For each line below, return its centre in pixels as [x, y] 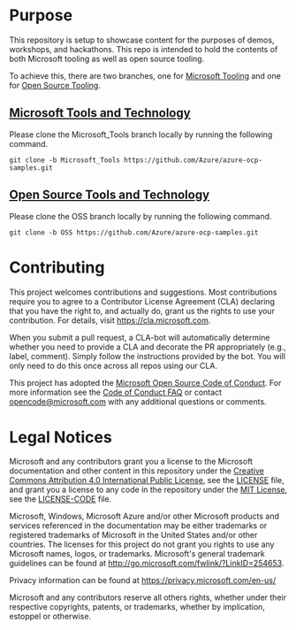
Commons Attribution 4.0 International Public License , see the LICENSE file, [147, 480]
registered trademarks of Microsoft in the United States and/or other [133, 535]
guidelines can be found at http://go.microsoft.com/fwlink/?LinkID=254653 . [147, 564]
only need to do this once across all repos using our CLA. [114, 365]
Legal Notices [61, 437]
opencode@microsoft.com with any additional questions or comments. [138, 401]
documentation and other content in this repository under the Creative [137, 471]
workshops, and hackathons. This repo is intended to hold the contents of [144, 49]
